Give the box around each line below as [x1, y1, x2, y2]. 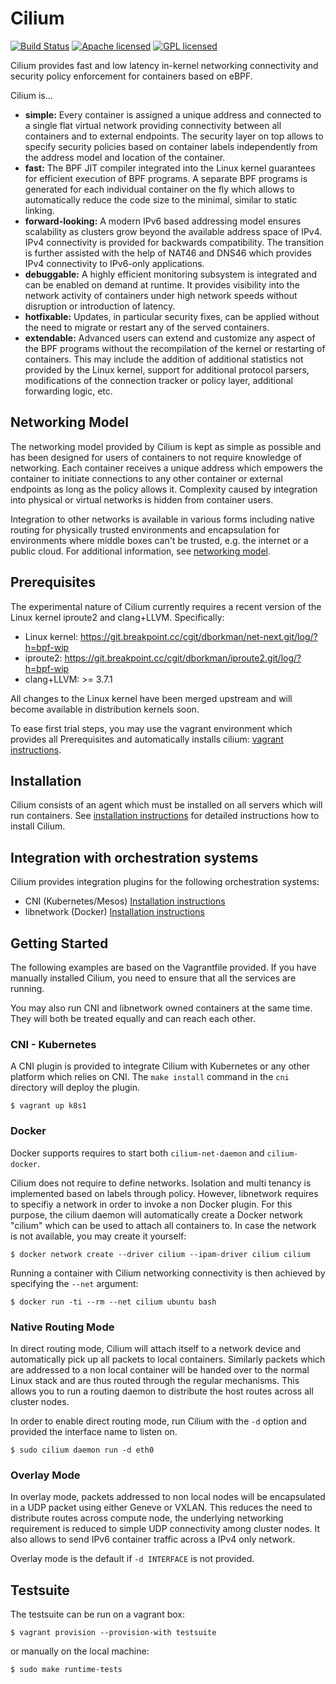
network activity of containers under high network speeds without [24, 289, 298, 301]
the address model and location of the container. [24, 151, 226, 163]
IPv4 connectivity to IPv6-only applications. [24, 257, 205, 269]
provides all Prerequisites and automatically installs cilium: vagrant [10, 733, 284, 745]
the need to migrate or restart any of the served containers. [24, 321, 270, 333]
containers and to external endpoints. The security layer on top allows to [24, 130, 324, 142]
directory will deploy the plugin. [10, 1082, 140, 1094]
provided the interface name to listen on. [10, 1425, 178, 1437]
